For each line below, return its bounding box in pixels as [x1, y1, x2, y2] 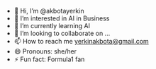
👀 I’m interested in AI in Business [13, 14, 110, 23]
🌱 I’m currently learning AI [13, 22, 91, 30]
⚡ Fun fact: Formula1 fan [13, 55, 85, 63]
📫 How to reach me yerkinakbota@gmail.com [13, 37, 149, 45]
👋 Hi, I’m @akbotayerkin [13, 7, 84, 15]
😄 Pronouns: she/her [13, 47, 77, 56]
